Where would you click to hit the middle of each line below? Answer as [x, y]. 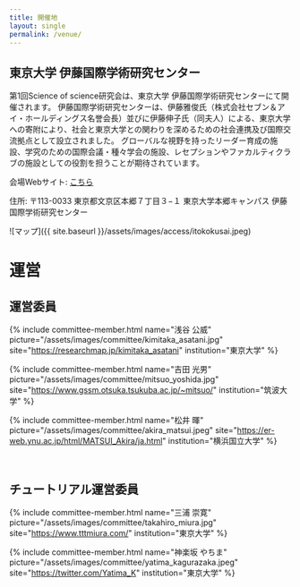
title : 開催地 [34, 17]
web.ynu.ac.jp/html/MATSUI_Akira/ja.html [86, 441]
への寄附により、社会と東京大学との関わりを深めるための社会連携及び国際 [146, 130]
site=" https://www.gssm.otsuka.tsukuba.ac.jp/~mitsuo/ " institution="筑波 [145, 390]
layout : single [38, 26]
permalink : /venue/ [46, 34]
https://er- [256, 430]
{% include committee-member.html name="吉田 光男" [111, 370]
